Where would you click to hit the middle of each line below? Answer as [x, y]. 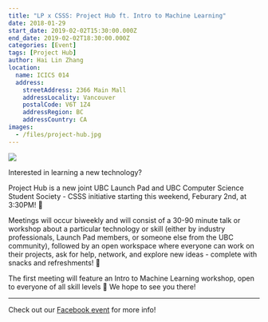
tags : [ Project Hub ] [43, 53]
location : [25, 68]
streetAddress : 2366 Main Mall [75, 90]
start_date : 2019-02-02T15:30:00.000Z [73, 30]
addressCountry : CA [55, 120]
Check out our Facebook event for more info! [82, 309]
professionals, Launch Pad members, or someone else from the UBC [121, 237]
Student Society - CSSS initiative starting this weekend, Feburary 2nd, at [128, 196]
